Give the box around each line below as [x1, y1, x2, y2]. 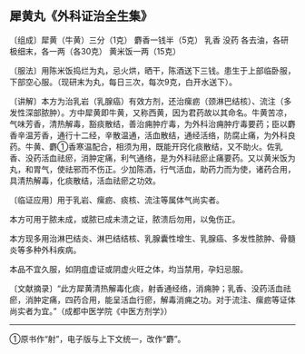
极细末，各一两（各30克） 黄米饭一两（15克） [9, 45, 182, 56]
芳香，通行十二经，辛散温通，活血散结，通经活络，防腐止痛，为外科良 [33, 130, 296, 141]
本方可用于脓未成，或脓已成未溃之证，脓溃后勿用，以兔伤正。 [9, 213, 241, 224]
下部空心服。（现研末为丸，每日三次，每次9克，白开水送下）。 [9, 76, 238, 87]
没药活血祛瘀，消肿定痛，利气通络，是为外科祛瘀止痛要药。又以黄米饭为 [25, 152, 296, 163]
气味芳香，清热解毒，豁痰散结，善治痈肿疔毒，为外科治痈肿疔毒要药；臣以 [9, 118, 288, 129]
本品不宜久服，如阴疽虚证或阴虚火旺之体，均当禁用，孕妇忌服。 [9, 263, 248, 274]
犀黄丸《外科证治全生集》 [9, 8, 152, 25]
